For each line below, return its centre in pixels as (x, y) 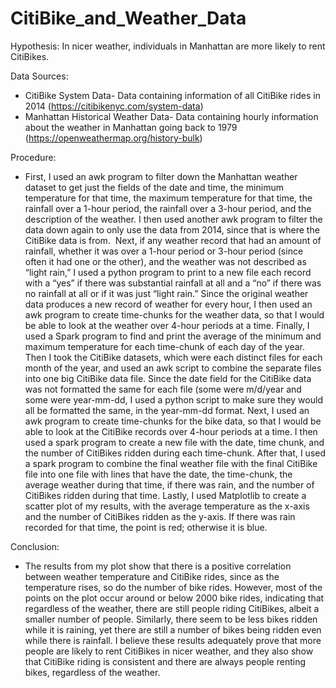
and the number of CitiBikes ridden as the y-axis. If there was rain (160, 516)
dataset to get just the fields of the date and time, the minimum (154, 187)
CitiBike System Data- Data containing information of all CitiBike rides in (172, 95)
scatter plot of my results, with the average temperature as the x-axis (167, 506)
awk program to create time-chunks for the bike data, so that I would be (173, 421)
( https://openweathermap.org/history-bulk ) (113, 138)
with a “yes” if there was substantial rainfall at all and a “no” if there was (173, 283)
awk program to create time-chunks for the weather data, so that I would (174, 314)
